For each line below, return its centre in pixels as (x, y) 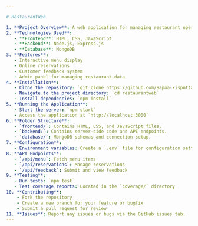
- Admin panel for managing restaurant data (70, 77)
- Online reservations (42, 65)
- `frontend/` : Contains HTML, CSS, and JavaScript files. (88, 126)
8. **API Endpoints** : (34, 153)
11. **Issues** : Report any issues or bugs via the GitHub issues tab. (96, 214)
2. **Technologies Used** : (39, 33)
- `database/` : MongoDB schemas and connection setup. (82, 137)
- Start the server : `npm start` (55, 110)
